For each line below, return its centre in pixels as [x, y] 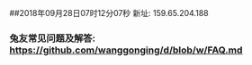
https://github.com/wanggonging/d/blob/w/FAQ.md [126, 50]
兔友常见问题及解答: [53, 38]
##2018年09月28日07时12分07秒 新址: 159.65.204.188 [109, 13]
